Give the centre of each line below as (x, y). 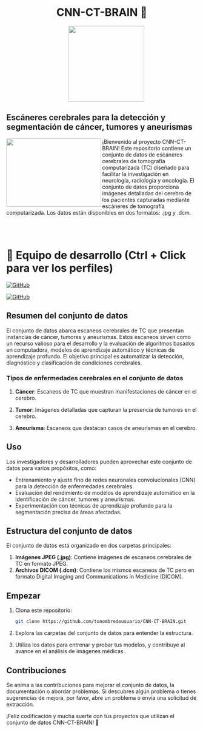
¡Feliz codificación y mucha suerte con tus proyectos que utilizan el (90, 716)
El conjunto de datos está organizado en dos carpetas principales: (89, 546)
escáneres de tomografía (133, 206)
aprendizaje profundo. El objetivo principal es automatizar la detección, (95, 356)
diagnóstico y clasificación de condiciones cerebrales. (74, 363)
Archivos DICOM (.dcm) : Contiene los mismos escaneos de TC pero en (105, 570)
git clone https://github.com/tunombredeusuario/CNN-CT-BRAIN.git (101, 622)
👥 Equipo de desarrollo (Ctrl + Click (96, 255)
